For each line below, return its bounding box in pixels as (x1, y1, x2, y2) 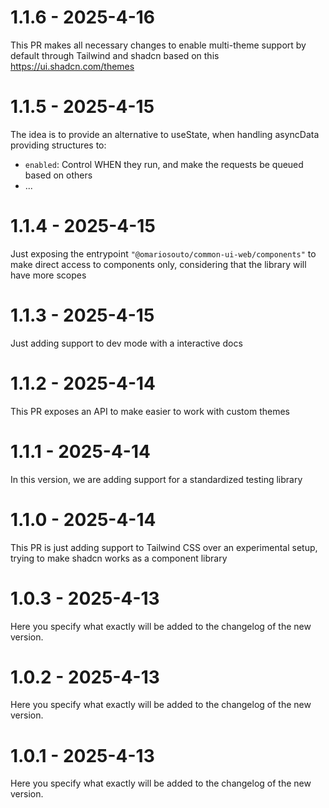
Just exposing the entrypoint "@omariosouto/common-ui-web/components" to (10, 247, 317, 260)
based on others (24, 169, 93, 181)
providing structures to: (10, 139, 107, 151)
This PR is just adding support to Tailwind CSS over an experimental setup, (10, 541, 318, 553)
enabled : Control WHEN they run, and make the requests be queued (24, 158, 304, 170)
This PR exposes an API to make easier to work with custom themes (10, 405, 290, 417)
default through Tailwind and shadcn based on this (10, 49, 220, 61)
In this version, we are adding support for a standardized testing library (10, 473, 303, 485)
